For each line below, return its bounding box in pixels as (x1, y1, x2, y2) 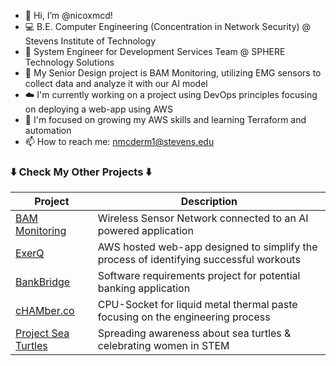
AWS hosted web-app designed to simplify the (97, 240, 318, 254)
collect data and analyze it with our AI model (24, 78, 208, 89)
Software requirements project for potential (97, 269, 301, 283)
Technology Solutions (24, 56, 115, 68)
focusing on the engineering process (97, 310, 271, 324)
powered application (97, 224, 194, 238)
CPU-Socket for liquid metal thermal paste (97, 298, 298, 312)
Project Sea (15, 326, 70, 340)
